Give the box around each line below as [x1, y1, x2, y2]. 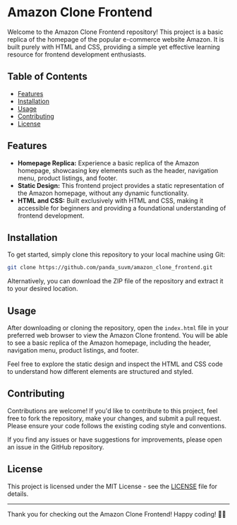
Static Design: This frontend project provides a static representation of [17, 181, 224, 189]
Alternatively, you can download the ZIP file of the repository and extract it [7, 277, 224, 285]
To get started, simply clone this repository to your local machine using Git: [7, 250, 226, 259]
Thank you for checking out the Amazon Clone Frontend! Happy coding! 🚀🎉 [7, 509, 226, 518]
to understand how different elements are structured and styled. [7, 367, 194, 376]
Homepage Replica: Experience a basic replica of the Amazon [17, 158, 200, 167]
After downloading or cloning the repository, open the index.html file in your [7, 324, 229, 332]
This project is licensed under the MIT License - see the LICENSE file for [7, 482, 217, 490]
